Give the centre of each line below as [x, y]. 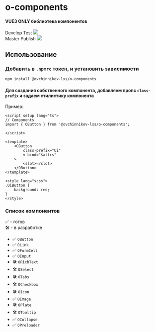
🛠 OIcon [21, 292]
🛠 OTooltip [24, 312]
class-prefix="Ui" [42, 151]
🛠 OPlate [22, 305]
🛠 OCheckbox [25, 284]
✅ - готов [15, 222]
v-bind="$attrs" [40, 155]
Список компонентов [33, 211]
